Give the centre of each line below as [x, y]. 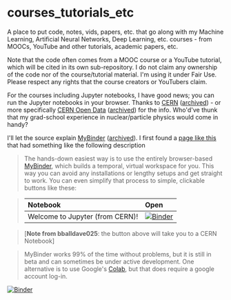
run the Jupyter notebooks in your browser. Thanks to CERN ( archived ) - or [114, 102]
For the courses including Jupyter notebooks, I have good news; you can [111, 95]
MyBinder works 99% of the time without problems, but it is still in [118, 254]
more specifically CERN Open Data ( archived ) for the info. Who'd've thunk [112, 110]
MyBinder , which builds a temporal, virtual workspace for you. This [119, 166]
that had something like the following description [77, 145]
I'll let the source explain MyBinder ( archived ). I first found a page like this [112, 138]
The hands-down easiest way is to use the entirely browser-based [118, 158]
